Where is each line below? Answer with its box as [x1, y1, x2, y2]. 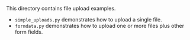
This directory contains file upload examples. [6, 5, 116, 12]
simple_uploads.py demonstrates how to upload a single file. [14, 16, 162, 23]
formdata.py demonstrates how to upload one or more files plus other [14, 23, 185, 29]
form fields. [14, 28, 43, 35]
